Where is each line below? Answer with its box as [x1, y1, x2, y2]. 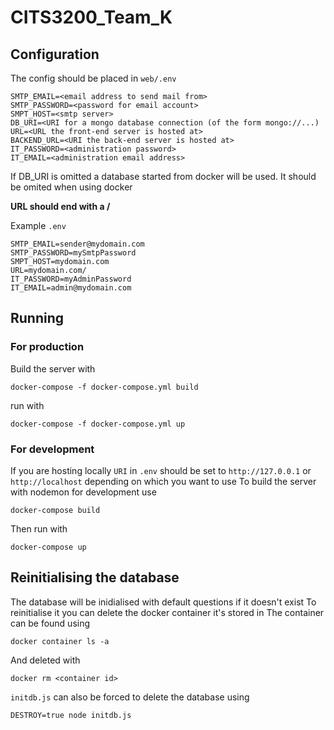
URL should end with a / [10, 201, 111, 212]
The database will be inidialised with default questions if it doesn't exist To [10, 596, 317, 608]
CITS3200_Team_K [10, 6, 173, 29]
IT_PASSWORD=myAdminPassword [10, 274, 132, 284]
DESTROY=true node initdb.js [10, 710, 132, 720]
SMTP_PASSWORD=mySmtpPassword [10, 248, 137, 258]
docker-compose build [10, 505, 101, 515]
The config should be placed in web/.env [10, 72, 177, 84]
